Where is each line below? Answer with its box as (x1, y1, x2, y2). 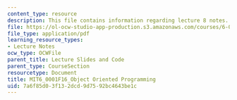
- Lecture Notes (7, 43, 55, 50)
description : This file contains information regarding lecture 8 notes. (7, 17, 229, 24)
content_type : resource (7, 10, 78, 18)
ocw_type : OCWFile (7, 50, 61, 57)
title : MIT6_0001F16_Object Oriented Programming (7, 75, 157, 83)
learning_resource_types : (7, 37, 83, 44)
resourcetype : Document (7, 69, 78, 76)
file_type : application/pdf (7, 30, 90, 37)
